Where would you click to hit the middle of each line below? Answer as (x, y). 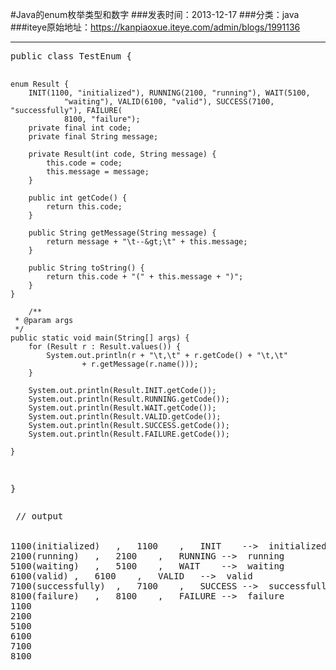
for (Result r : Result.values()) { (105, 347)
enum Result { (40, 84)
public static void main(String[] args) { (100, 338)
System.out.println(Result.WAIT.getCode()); (122, 408)
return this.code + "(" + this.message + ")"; (145, 277)
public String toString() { (86, 268)
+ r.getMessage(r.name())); (140, 364)
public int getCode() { (78, 198)
